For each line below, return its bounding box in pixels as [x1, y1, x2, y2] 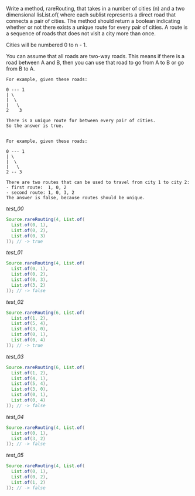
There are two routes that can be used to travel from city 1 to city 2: [6, 179, 190, 185]
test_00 [6, 205, 24, 212]
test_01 [6, 249, 23, 256]
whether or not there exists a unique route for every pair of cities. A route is [6, 24, 188, 31]
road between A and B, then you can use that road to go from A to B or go [6, 59, 184, 66]
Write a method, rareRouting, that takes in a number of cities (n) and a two [6, 5, 185, 12]
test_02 [6, 298, 24, 305]
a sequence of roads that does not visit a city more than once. [6, 30, 156, 37]
